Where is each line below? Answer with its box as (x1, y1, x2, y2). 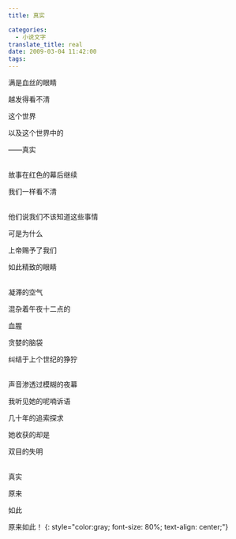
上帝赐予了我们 (8, 245, 57, 255)
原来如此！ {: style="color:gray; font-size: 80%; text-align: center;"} (8, 522, 229, 531)
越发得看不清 (8, 95, 50, 103)
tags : (8, 55, 26, 63)
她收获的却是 (8, 430, 50, 439)
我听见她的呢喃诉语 (8, 396, 71, 406)
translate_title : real (8, 40, 83, 48)
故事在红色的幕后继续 (8, 170, 77, 179)
